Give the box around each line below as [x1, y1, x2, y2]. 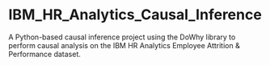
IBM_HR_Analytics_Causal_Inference [8, 6, 263, 24]
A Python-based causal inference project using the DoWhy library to [8, 32, 236, 42]
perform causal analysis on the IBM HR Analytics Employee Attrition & [8, 40, 240, 50]
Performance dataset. [8, 49, 81, 59]
